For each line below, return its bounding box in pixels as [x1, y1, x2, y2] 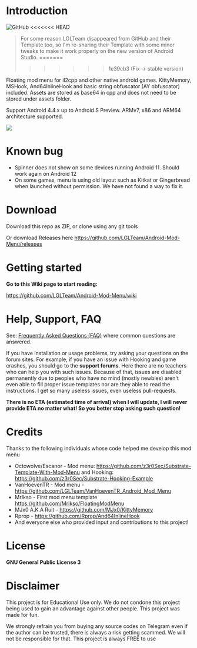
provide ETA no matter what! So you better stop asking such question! [6, 405, 181, 412]
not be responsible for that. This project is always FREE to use [6, 635, 156, 642]
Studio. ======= [20, 54, 64, 61]
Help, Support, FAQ [6, 312, 102, 326]
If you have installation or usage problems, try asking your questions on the [6, 349, 189, 356]
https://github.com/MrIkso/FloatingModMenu [14, 500, 125, 507]
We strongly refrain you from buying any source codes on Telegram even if [6, 622, 188, 630]
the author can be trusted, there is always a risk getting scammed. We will [6, 629, 185, 636]
